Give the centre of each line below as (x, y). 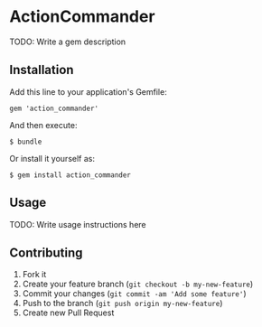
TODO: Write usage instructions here (78, 224)
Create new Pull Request (68, 313)
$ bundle (26, 142)
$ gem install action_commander (70, 175)
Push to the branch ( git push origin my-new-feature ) (122, 304)
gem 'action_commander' (54, 108)
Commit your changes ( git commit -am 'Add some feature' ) (134, 294)
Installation (42, 70)
